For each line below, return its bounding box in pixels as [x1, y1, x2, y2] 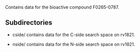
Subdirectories [5, 18, 52, 27]
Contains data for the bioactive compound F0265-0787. [5, 4, 120, 10]
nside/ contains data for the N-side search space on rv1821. [12, 41, 136, 47]
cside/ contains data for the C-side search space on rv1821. [12, 32, 136, 38]
